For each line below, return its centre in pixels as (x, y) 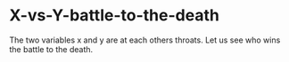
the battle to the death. (51, 49)
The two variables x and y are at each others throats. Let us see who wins (145, 40)
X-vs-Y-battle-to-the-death (115, 15)
